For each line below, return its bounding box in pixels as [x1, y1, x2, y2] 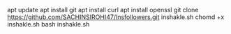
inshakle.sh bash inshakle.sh [7, 20, 90, 28]
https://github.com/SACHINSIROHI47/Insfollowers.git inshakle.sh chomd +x [7, 13, 225, 21]
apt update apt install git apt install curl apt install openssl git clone [7, 6, 199, 14]
